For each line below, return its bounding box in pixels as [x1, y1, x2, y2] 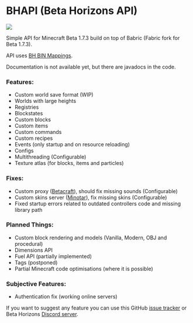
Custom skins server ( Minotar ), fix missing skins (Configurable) [14, 194, 167, 201]
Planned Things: [6, 221, 54, 229]
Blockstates [14, 110, 43, 117]
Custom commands [14, 129, 62, 136]
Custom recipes [14, 135, 53, 142]
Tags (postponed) [14, 259, 58, 266]
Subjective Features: [6, 280, 66, 288]
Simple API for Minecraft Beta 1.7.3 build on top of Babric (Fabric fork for [6, 34, 180, 42]
